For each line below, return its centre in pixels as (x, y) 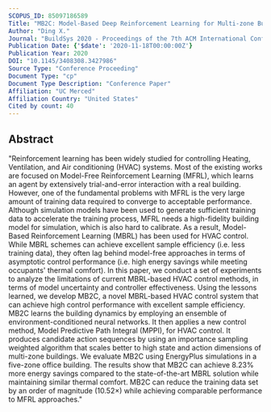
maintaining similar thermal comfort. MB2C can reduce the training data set (133, 382)
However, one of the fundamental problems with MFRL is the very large (127, 193)
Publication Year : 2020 (48, 53)
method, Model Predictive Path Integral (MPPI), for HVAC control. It (120, 330)
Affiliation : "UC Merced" (52, 91)
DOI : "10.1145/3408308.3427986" (63, 62)
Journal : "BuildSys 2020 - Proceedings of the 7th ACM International (128, 38)
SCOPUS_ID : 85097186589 (48, 16)
